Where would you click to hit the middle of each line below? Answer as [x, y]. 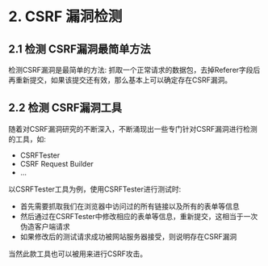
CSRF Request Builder [57, 163]
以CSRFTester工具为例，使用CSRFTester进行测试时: [95, 189]
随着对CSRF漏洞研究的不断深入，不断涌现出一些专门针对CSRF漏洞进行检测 [133, 129]
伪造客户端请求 [45, 226]
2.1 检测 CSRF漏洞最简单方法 [80, 49]
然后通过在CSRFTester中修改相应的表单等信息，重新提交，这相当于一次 [139, 216]
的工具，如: [27, 139]
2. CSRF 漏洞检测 [65, 17]
